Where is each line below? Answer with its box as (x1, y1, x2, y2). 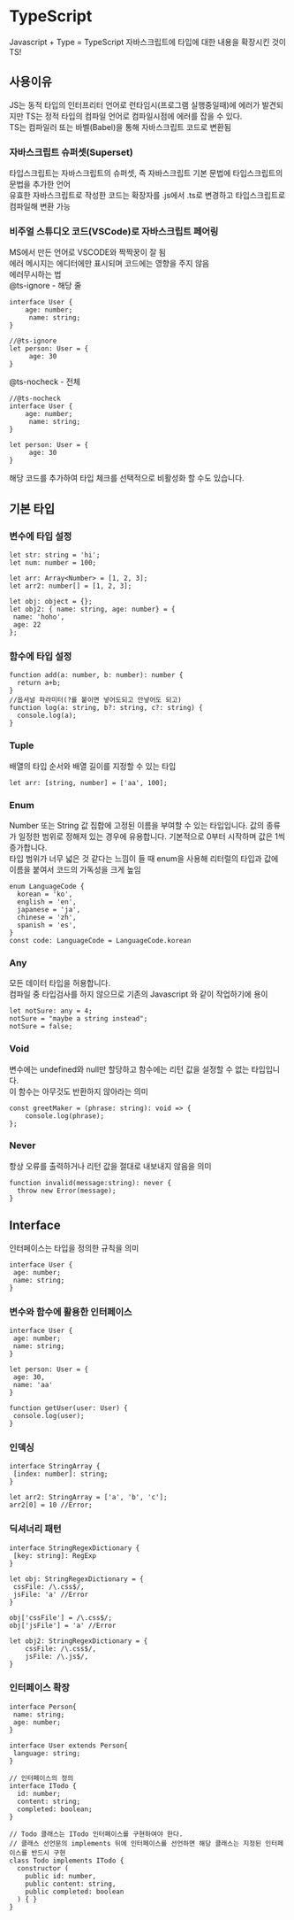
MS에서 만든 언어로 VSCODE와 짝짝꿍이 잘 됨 (9, 247, 166, 258)
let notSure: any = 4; (9, 1006, 93, 1015)
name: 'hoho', (12, 613, 65, 621)
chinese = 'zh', (17, 913, 77, 921)
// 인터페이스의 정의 (9, 1773, 74, 1783)
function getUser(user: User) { (9, 1403, 128, 1413)
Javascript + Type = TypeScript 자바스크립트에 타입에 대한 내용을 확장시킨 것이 (9, 36, 287, 47)
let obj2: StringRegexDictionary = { (9, 1636, 148, 1646)
